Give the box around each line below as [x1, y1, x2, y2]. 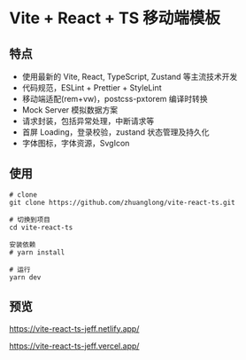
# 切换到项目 [9, 215, 50, 224]
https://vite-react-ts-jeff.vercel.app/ [9, 340, 140, 351]
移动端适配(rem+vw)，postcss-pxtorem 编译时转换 [21, 94, 208, 104]
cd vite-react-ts [9, 223, 73, 231]
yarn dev [9, 272, 42, 282]
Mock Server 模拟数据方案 [21, 105, 119, 115]
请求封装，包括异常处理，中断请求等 [21, 116, 155, 126]
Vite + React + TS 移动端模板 [9, 8, 221, 28]
